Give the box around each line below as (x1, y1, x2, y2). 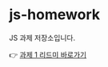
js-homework (9, 6, 101, 24)
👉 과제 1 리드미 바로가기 (9, 49, 87, 59)
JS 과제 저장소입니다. (9, 33, 75, 42)
